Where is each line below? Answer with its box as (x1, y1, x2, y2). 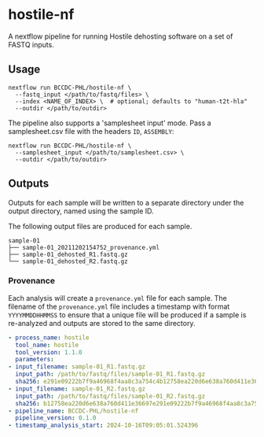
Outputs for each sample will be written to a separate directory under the (8, 198, 244, 207)
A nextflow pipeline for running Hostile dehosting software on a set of (8, 31, 233, 41)
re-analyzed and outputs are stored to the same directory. (8, 318, 196, 328)
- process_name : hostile (8, 333, 90, 342)
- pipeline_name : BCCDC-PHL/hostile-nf (8, 407, 139, 415)
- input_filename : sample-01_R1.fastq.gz (8, 363, 146, 371)
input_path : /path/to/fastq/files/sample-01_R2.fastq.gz (15, 392, 206, 400)
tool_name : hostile (15, 341, 79, 349)
